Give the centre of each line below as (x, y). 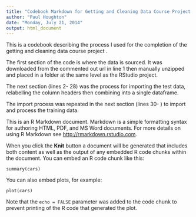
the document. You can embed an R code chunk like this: (75, 158)
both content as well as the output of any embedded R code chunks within (96, 152)
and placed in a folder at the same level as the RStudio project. (82, 75)
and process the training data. (43, 110)
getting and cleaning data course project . (57, 51)
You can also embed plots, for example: (54, 180)
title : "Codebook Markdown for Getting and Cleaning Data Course (88, 11)
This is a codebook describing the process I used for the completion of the (97, 45)
